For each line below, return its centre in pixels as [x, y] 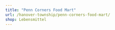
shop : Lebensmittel [26, 19]
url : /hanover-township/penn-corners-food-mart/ [58, 15]
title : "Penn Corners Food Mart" [41, 10]
